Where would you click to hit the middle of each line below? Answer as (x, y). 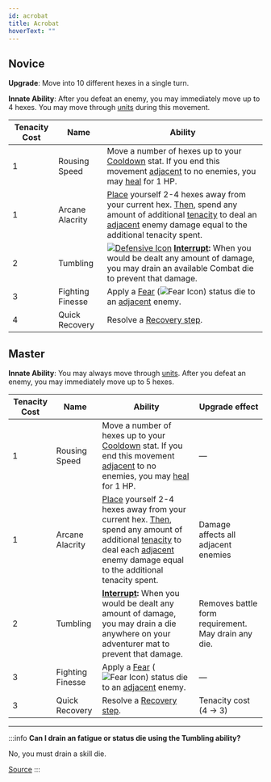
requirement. (223, 623)
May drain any (225, 634)
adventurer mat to (136, 644)
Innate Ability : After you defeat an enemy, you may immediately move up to (134, 99)
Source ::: (24, 769)
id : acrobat (28, 16)
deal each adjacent (138, 550)
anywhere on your (136, 634)
